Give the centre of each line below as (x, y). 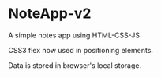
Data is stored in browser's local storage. (75, 65)
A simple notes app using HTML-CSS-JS (74, 35)
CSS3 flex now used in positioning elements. (81, 50)
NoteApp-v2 (50, 14)
